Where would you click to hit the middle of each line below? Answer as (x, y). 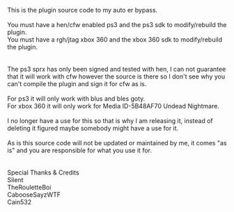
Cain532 (19, 202)
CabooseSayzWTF (34, 195)
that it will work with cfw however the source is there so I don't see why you (116, 76)
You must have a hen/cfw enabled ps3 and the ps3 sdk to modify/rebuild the (117, 25)
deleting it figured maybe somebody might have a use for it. (93, 128)
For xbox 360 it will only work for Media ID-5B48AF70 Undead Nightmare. (113, 106)
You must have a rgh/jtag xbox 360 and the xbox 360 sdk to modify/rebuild (115, 40)
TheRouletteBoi (29, 187)
